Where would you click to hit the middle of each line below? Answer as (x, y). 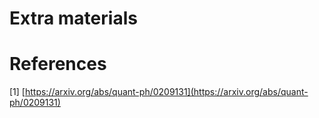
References (58, 64)
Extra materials (73, 18)
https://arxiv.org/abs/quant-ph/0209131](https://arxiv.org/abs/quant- (166, 92)
